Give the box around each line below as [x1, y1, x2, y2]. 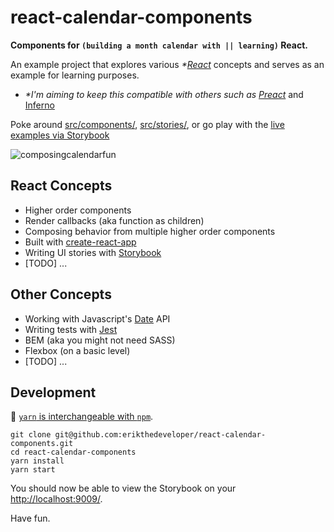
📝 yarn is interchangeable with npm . [10, 411, 154, 423]
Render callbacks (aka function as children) [24, 214, 205, 226]
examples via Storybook [10, 129, 110, 141]
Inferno [24, 99, 55, 111]
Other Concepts [10, 286, 112, 303]
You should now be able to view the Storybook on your [10, 482, 237, 495]
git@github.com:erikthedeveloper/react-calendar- [54, 430, 267, 440]
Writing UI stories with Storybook [24, 246, 162, 258]
